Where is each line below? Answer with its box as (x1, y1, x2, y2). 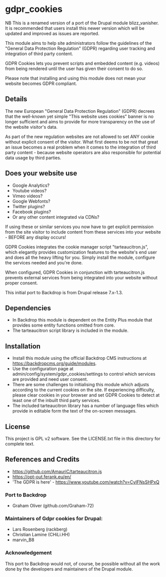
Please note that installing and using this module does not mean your (5, 75, 146, 81)
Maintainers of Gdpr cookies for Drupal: (5, 515, 103, 522)
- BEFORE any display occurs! (5, 234, 66, 240)
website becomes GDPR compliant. (5, 81, 77, 86)
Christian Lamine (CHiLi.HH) (12, 532, 70, 538)
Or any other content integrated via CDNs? (12, 214, 100, 220)
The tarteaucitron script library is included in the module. (12, 328, 129, 333)
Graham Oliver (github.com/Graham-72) (12, 503, 94, 509)
